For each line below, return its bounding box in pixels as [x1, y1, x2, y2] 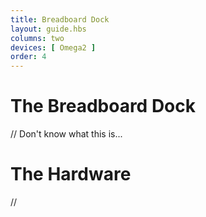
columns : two [10, 33, 65, 43]
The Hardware [10, 163, 132, 186]
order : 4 [10, 52, 47, 62]
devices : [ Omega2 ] [10, 42, 97, 53]
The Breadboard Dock [10, 95, 196, 118]
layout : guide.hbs [10, 24, 87, 34]
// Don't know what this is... [10, 128, 123, 140]
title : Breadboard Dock [10, 14, 110, 25]
